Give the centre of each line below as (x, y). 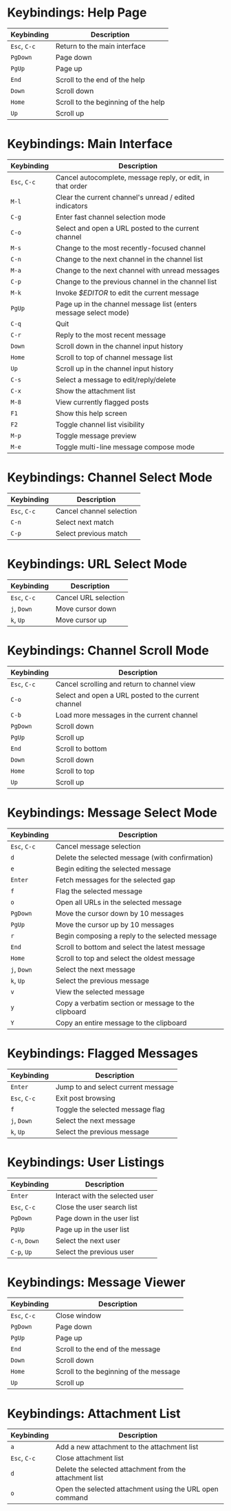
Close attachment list (89, 1458)
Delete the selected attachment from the (121, 1470)
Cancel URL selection (90, 597)
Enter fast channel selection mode (111, 217)
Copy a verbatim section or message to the (125, 1003)
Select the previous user (95, 1251)
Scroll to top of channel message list (114, 357)
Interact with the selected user (104, 1196)
